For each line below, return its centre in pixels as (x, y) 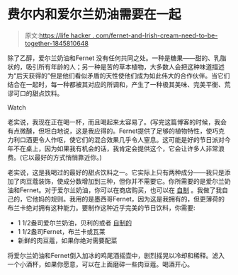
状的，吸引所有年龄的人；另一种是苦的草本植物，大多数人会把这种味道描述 (116, 66)
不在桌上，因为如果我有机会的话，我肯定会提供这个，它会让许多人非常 (115, 148)
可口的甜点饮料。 (38, 93)
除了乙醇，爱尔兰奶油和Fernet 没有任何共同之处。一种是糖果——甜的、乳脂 (117, 58)
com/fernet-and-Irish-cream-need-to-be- (157, 35)
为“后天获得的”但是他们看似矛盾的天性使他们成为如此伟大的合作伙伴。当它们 (119, 76)
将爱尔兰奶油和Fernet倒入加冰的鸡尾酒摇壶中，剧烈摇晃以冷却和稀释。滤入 (116, 255)
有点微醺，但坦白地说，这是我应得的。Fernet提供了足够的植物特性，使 (110, 131)
